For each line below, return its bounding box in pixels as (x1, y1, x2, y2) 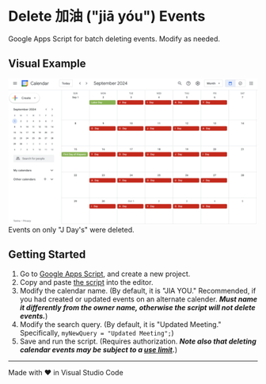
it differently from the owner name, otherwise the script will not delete (19, 302, 256, 312)
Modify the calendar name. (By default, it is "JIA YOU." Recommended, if (19, 286, 256, 295)
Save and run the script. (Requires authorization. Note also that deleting (19, 336, 257, 346)
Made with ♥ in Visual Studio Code (8, 367, 124, 377)
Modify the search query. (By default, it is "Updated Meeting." (19, 319, 222, 329)
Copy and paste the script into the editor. (19, 277, 154, 286)
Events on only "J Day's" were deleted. (8, 225, 135, 235)
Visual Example (8, 57, 86, 71)
